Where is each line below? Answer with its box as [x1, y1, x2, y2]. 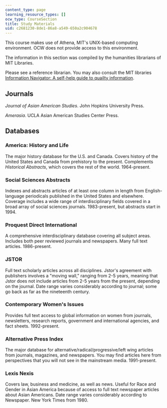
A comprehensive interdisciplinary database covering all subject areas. [5, 233, 151, 239]
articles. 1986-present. [5, 243, 52, 249]
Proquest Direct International [5, 221, 77, 228]
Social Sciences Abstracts [5, 176, 70, 183]
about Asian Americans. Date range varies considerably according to [5, 392, 147, 398]
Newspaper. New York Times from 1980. [5, 397, 88, 403]
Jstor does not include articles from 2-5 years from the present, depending [5, 278, 160, 284]
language [5, 193, 24, 199]
